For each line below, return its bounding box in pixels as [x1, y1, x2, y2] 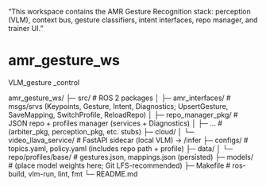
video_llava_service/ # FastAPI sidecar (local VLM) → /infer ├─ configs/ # [8, 135, 249, 145]
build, [8, 169, 27, 178]
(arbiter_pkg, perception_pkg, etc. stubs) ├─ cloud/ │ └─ [8, 126, 195, 136]
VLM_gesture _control [8, 77, 80, 87]
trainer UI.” [8, 24, 44, 33]
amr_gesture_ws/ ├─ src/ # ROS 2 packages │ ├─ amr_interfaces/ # [8, 93, 232, 103]
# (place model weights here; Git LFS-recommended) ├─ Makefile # [8, 161, 231, 170]
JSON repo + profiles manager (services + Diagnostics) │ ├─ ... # [8, 118, 222, 128]
